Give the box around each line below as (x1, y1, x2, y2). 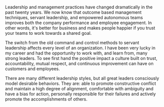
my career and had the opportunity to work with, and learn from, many (5, 50, 148, 56)
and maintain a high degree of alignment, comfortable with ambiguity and (5, 86, 154, 91)
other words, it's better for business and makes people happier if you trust (5, 25, 156, 31)
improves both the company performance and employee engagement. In (5, 20, 152, 26)
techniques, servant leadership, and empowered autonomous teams (5, 15, 143, 20)
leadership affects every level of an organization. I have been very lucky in (5, 45, 156, 51)
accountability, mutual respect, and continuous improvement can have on (5, 61, 154, 66)
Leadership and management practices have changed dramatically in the (5, 4, 153, 10)
